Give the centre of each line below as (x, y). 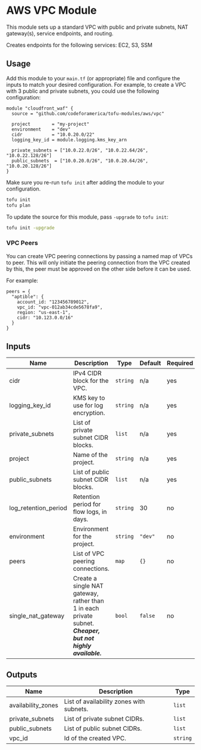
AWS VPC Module (51, 10)
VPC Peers (22, 243)
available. (87, 654)
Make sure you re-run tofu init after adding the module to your (85, 182)
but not (83, 639)
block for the (91, 381)
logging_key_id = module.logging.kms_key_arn (69, 140)
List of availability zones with (104, 701)
